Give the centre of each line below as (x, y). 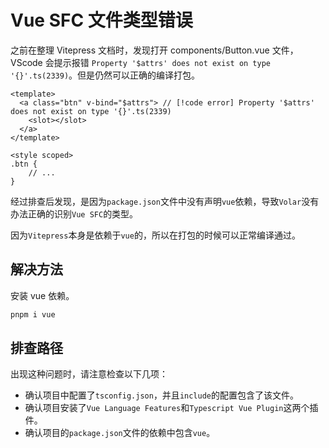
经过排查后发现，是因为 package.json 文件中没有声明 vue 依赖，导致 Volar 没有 (165, 201)
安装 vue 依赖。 (42, 295)
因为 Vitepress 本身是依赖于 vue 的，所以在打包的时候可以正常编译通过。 (155, 235)
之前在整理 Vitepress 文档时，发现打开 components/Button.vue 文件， (154, 50)
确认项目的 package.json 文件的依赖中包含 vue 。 (120, 433)
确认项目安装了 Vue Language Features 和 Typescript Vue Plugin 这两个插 (171, 408)
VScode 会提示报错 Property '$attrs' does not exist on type (141, 62)
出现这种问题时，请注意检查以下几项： (89, 374)
